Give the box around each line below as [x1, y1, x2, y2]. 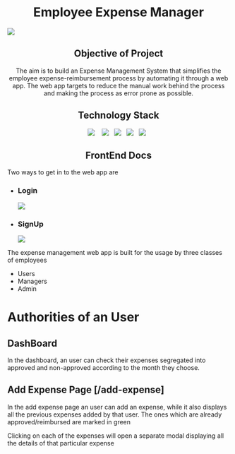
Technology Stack [78, 109, 159, 121]
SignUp [17, 219, 44, 229]
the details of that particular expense [7, 438, 114, 447]
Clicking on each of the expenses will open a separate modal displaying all [7, 431, 224, 440]
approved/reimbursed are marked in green [7, 417, 131, 426]
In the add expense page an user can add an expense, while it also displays [7, 402, 227, 411]
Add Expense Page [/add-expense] [7, 384, 164, 396]
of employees [7, 256, 47, 264]
